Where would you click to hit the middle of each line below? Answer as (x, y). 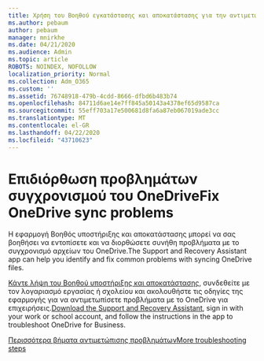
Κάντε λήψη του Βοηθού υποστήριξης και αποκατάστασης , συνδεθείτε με (129, 283)
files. (16, 268)
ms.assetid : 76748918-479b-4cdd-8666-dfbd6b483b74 (93, 96)
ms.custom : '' (31, 89)
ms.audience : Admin (40, 52)
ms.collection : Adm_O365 (49, 81)
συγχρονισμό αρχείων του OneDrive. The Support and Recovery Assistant (128, 251)
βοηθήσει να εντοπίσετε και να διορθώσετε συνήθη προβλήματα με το (124, 243)
